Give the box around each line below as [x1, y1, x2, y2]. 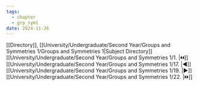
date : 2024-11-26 [6, 25, 49, 31]
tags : [6, 8, 20, 15]
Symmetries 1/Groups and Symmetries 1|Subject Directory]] [6, 48, 153, 55]
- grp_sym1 [11, 20, 39, 26]
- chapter [11, 14, 36, 20]
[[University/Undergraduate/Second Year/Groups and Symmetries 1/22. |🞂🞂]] [6, 74, 193, 81]
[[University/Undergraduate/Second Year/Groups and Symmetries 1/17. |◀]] [6, 60, 191, 68]
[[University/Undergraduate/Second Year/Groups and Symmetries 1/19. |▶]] [6, 67, 192, 74]
